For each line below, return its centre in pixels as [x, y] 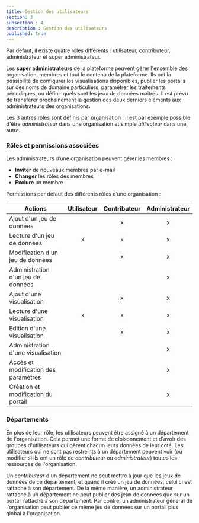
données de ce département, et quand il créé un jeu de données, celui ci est [99, 481]
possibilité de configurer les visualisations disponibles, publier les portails [96, 81]
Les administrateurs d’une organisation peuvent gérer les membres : [89, 158]
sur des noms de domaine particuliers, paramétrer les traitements [86, 87]
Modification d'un [33, 253]
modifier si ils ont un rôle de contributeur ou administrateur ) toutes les [92, 458]
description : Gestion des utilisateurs [57, 28]
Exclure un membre [39, 183]
